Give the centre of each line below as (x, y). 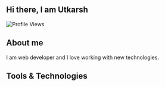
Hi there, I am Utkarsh (47, 10)
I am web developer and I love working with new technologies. (83, 57)
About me (25, 43)
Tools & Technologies (47, 76)
